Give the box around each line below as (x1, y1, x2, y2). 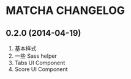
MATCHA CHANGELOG (6, 4, 125, 18)
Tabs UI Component (14, 59, 65, 66)
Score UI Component (14, 66, 68, 73)
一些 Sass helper (14, 52, 58, 60)
